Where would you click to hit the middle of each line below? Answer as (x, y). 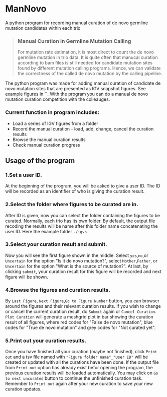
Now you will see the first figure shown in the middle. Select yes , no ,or (77, 255)
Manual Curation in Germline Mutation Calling (74, 41)
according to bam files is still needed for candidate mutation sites (85, 63)
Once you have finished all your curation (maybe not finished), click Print (81, 352)
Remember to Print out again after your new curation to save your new (79, 384)
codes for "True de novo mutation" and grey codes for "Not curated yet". (80, 327)
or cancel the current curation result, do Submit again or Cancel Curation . (81, 312)
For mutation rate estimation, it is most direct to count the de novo (86, 52)
